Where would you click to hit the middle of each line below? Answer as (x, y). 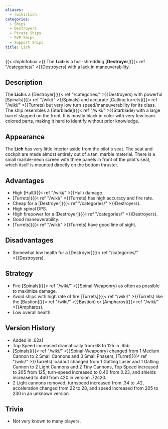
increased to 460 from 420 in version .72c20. (59, 377)
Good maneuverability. (36, 220)
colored (13, 121)
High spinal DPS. (30, 209)
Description (24, 82)
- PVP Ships (22, 38)
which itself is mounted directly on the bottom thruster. (62, 165)
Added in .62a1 (28, 340)
